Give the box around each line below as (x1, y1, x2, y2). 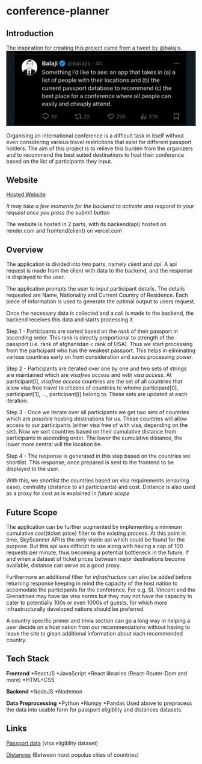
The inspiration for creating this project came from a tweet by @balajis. (6, 44, 182, 51)
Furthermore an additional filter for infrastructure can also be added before (6, 573, 192, 580)
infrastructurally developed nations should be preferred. (6, 605, 145, 613)
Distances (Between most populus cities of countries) (6, 751, 139, 758)
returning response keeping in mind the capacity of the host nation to (6, 579, 178, 587)
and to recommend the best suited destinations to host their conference (6, 151, 185, 158)
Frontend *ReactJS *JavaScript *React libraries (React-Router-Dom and (6, 669, 188, 677)
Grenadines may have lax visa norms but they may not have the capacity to (6, 592, 192, 599)
